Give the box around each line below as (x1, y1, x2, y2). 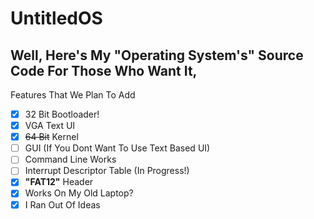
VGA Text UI (24, 120, 76, 132)
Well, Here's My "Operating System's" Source (10, 47, 304, 64)
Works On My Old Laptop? (24, 187, 134, 199)
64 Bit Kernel (24, 131, 79, 143)
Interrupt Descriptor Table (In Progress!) (24, 165, 190, 177)
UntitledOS (10, 7, 103, 30)
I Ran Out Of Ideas (24, 198, 101, 211)
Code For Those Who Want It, (10, 62, 198, 79)
